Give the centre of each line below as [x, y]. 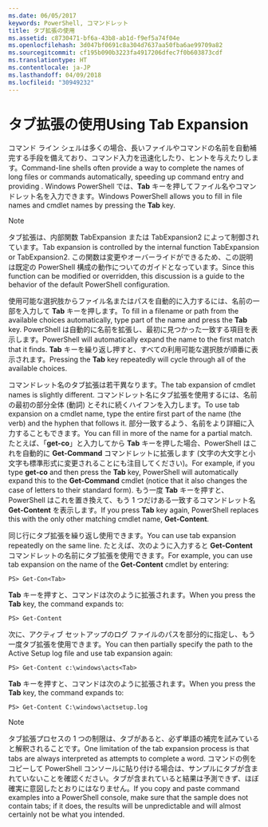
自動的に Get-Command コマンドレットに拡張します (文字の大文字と [135, 453]
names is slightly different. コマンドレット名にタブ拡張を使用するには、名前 [133, 395]
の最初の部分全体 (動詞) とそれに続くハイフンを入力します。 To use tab [124, 405]
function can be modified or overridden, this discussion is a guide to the [126, 276]
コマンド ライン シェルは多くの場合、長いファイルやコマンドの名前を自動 [129, 148]
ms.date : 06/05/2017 [43, 16]
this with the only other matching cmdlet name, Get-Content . [109, 519]
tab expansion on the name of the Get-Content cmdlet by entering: [119, 564]
